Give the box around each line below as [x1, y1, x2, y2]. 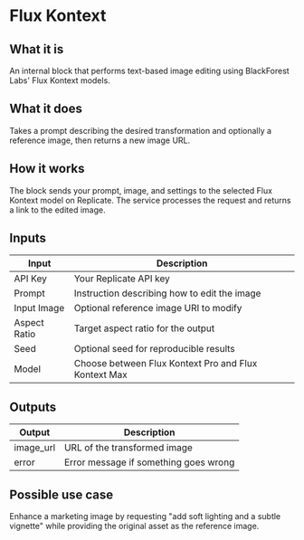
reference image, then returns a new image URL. [9, 135, 191, 146]
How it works [9, 161, 85, 176]
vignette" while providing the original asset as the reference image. [9, 521, 260, 532]
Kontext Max [73, 368, 128, 381]
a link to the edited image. [9, 204, 106, 215]
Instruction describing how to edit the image [73, 287, 261, 299]
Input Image [14, 302, 65, 315]
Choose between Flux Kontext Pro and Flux [73, 357, 258, 370]
